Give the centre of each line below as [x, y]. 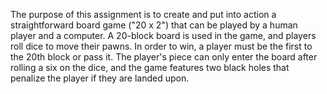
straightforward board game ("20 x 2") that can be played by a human [154, 25]
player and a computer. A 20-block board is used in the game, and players [163, 35]
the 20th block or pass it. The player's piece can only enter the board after [164, 57]
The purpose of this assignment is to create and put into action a [143, 14]
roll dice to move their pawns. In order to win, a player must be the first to [161, 46]
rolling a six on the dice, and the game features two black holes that [150, 67]
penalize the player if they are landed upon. [100, 78]
